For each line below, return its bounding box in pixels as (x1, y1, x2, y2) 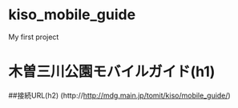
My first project (8, 32, 59, 42)
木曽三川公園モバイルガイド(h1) (8, 62, 216, 81)
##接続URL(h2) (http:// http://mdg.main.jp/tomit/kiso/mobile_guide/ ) (8, 90, 231, 100)
